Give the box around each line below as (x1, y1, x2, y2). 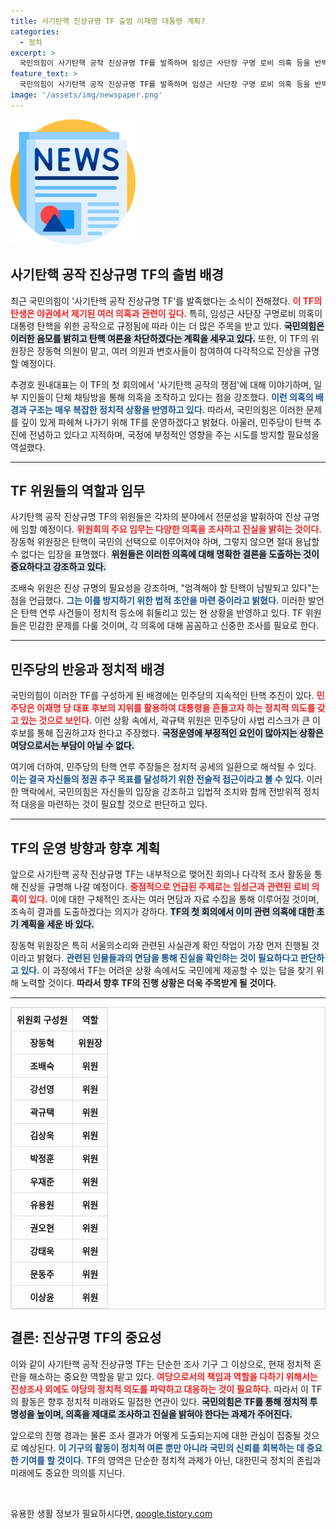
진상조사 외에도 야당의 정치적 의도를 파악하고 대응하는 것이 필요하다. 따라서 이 (10, 1383, 310, 1395)
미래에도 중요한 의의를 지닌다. (10, 1466, 126, 1479)
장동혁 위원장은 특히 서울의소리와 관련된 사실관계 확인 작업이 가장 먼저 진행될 (10, 940, 310, 951)
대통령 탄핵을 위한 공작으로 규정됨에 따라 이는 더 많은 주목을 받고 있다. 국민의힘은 (10, 320, 325, 332)
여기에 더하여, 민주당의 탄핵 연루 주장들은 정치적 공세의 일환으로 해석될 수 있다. (10, 761, 317, 773)
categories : (10, 26, 60, 37)
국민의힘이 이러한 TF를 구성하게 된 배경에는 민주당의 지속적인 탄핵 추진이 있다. (10, 690, 315, 702)
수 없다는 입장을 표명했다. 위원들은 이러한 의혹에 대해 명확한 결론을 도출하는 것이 (10, 548, 320, 560)
